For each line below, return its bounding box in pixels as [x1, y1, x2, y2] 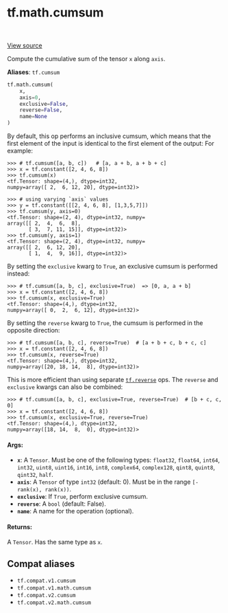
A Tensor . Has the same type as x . [7, 538, 103, 546]
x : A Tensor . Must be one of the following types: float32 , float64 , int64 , [16, 456, 220, 465]
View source [7, 41, 42, 49]
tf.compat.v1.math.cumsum [16, 585, 91, 592]
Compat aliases [7, 558, 75, 570]
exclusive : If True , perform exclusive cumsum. [16, 493, 149, 501]
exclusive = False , [19, 100, 69, 107]
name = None [19, 113, 48, 120]
